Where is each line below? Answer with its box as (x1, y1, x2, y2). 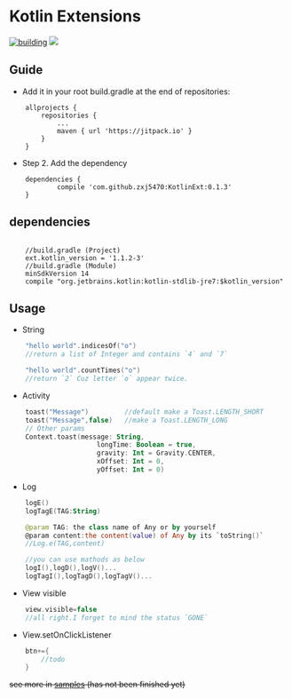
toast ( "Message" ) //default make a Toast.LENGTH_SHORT (25, 407, 264, 416)
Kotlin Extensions (9, 6, 142, 27)
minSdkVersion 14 (25, 269, 90, 278)
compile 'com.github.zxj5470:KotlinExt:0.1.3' (56, 182, 233, 192)
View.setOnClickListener (21, 629, 113, 640)
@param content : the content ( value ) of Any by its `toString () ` (25, 531, 264, 540)
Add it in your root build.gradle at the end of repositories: (21, 86, 231, 97)
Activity (21, 390, 51, 401)
